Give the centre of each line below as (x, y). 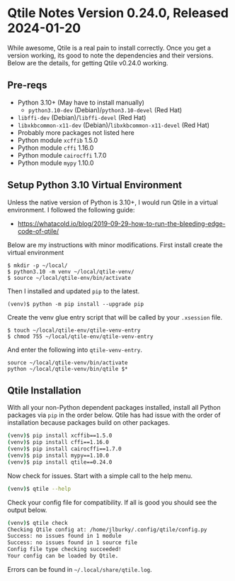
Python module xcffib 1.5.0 (58, 140)
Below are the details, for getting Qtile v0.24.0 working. (88, 63)
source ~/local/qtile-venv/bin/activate (68, 363)
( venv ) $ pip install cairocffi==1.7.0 (64, 449)
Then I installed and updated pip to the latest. (74, 291)
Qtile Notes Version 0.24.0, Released (118, 13)
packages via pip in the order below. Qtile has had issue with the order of (114, 415)
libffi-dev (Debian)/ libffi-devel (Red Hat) (82, 117)
